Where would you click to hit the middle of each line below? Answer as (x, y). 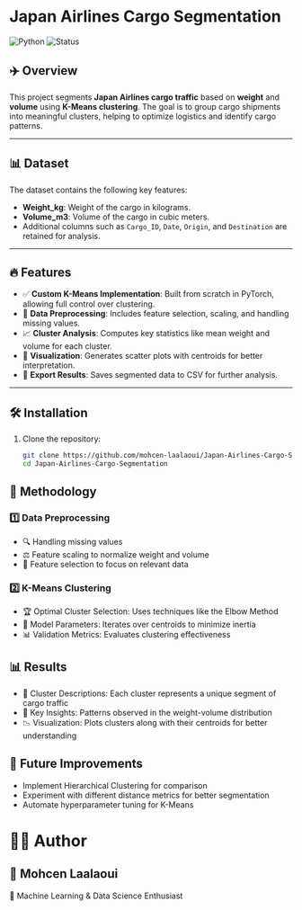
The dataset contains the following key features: (98, 190)
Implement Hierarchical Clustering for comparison (115, 785)
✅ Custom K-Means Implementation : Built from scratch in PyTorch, (148, 294)
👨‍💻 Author (49, 840)
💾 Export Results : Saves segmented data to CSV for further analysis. (150, 375)
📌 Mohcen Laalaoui (64, 874)
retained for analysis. (61, 236)
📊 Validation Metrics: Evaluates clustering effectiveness (126, 634)
